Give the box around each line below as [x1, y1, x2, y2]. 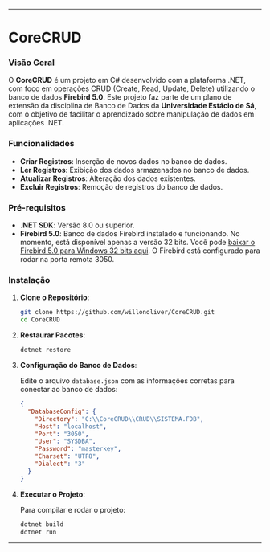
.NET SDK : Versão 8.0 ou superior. [19, 220, 135, 230]
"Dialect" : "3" [35, 460, 86, 468]
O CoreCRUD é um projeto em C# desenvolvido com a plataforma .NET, [8, 76, 247, 85]
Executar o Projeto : [19, 489, 86, 499]
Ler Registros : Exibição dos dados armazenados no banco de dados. [19, 165, 250, 174]
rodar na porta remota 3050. [19, 255, 115, 264]
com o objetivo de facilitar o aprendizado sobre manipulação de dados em [8, 109, 255, 119]
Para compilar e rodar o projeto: [19, 505, 126, 514]
